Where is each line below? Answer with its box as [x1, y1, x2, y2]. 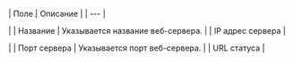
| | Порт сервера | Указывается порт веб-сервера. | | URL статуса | [8, 43, 265, 53]
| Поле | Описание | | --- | [8, 9, 107, 19]
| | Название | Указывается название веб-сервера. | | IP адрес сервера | [8, 26, 286, 35]
